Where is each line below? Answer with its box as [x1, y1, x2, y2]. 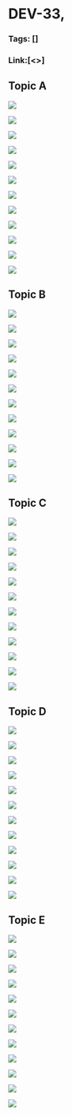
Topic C [8, 497, 47, 510]
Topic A [8, 79, 47, 93]
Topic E [8, 913, 46, 927]
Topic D [8, 704, 47, 718]
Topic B [8, 288, 46, 302]
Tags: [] [8, 34, 39, 45]
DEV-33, [8, 5, 66, 23]
